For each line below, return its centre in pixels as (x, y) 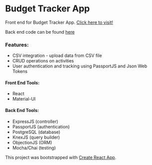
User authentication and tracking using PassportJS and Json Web (80, 66)
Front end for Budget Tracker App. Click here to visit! (59, 22)
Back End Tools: (22, 110)
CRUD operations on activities (43, 61)
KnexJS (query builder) (36, 137)
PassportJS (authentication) (41, 126)
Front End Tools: (22, 83)
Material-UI (24, 99)
